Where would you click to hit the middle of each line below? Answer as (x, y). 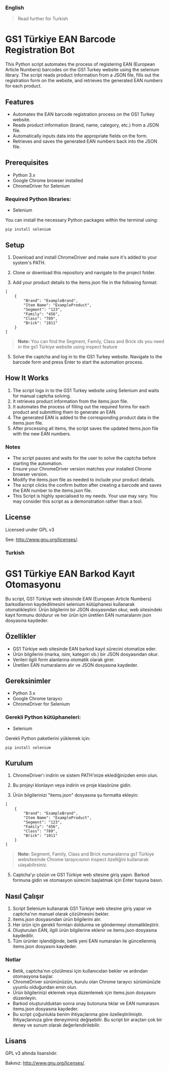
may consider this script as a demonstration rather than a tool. (78, 502)
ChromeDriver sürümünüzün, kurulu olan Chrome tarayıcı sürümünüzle (87, 982)
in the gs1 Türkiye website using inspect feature (67, 347)
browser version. (30, 474)
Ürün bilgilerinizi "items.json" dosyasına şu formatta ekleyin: (75, 795)
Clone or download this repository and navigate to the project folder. (84, 272)
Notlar (13, 960)
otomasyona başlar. (33, 976)
